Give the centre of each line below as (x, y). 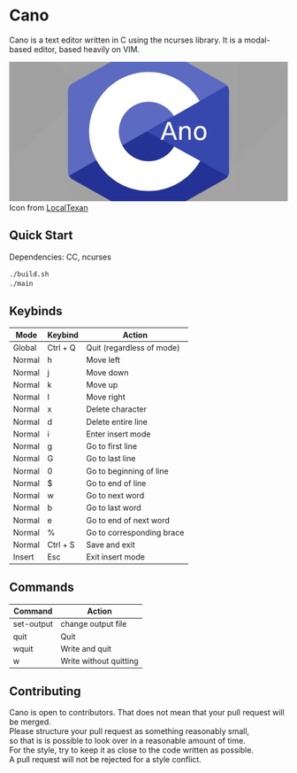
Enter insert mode (118, 434)
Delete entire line (117, 421)
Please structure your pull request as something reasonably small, (129, 731)
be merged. (30, 722)
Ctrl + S (61, 545)
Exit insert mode (116, 557)
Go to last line (111, 459)
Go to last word (114, 508)
